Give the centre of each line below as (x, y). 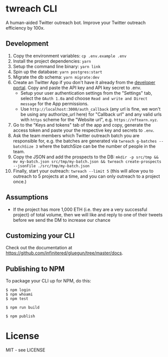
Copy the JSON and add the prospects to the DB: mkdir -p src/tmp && (86, 157)
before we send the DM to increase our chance (62, 220)
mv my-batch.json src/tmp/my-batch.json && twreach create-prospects (87, 161)
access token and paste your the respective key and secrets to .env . (83, 130)
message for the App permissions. (54, 104)
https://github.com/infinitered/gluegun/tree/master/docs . (64, 253)
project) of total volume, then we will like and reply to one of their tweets (88, 215)
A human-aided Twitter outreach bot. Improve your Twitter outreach (76, 23)
